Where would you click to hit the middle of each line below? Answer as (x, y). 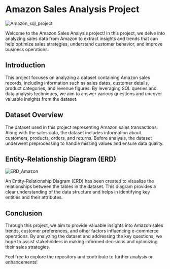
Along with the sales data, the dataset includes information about (73, 132)
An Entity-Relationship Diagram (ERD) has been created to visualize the (80, 181)
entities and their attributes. (34, 197)
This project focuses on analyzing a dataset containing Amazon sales (78, 78)
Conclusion (24, 213)
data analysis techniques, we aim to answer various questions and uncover (84, 93)
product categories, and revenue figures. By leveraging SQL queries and (81, 88)
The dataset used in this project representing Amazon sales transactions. (82, 127)
